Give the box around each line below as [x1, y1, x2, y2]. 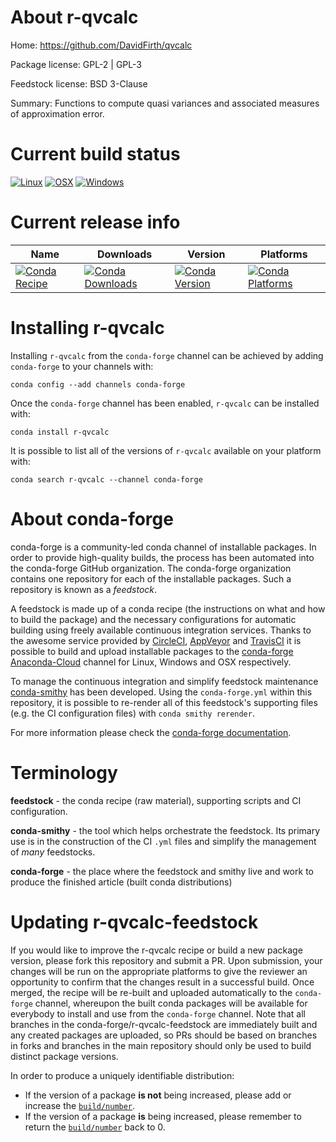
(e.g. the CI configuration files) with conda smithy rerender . [10, 707, 255, 719]
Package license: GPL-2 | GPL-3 [10, 58, 142, 70]
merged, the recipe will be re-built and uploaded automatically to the [10, 986, 293, 998]
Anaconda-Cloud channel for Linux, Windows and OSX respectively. [10, 656, 292, 668]
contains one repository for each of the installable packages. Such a [10, 572, 292, 585]
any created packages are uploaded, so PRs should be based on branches [10, 1029, 318, 1041]
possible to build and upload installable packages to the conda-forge [10, 645, 294, 657]
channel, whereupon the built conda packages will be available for [34, 997, 308, 1009]
